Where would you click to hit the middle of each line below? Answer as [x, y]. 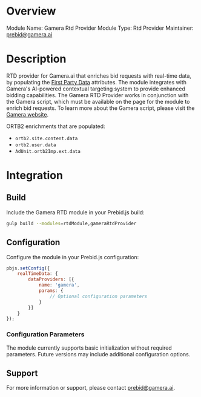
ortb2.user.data [35, 145]
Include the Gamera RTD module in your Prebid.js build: [75, 212]
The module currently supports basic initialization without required [89, 348]
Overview [31, 11]
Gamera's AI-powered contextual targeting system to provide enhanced [96, 89]
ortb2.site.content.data [46, 138]
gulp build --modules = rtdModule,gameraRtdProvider [71, 223]
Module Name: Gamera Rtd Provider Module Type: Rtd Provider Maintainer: [100, 28]
